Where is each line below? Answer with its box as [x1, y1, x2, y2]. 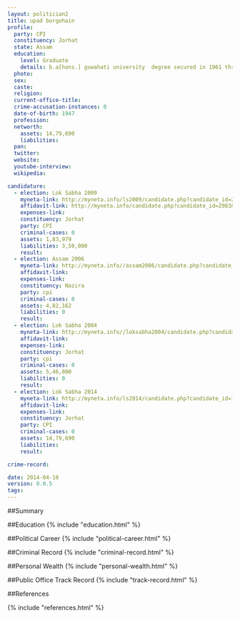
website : [14, 156, 40, 164]
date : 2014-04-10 [7, 474, 59, 481]
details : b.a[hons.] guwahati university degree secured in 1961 [20, 64, 222, 71]
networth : [14, 123, 43, 131]
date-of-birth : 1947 [14, 110, 75, 117]
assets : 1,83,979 [20, 235, 72, 243]
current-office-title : [14, 97, 81, 104]
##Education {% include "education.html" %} [7, 520, 141, 529]
